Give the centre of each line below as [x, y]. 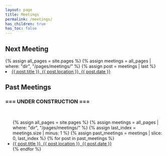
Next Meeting [27, 49]
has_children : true [26, 24]
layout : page [19, 10]
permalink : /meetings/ [29, 19]
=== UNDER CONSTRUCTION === [48, 102]
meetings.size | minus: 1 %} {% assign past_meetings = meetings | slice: [87, 133]
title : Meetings [22, 15]
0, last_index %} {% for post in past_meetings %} [63, 138]
